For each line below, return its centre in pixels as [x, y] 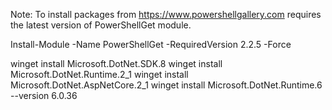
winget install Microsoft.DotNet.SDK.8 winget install [116, 63]
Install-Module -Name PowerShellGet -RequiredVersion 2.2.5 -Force [151, 44]
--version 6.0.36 [44, 95]
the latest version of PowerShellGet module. [101, 25]
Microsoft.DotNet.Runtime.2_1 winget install [99, 74]
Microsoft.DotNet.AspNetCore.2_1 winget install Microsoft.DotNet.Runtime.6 [166, 85]
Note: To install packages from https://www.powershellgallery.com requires [166, 14]
